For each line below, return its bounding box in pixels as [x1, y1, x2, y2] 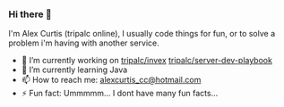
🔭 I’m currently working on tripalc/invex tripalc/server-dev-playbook [21, 55, 272, 66]
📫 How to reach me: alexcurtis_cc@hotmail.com [21, 75, 202, 86]
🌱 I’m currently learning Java [21, 64, 128, 75]
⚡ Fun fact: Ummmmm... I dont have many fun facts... [21, 88, 219, 99]
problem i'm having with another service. [8, 37, 160, 48]
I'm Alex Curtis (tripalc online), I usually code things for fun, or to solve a [8, 29, 276, 39]
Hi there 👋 [8, 8, 53, 21]
